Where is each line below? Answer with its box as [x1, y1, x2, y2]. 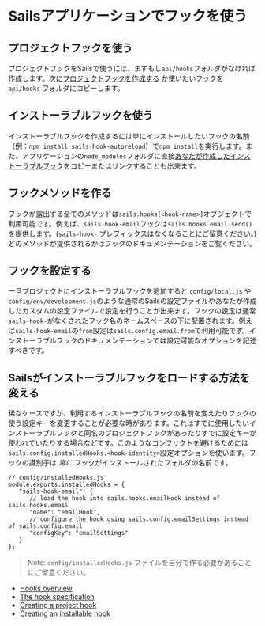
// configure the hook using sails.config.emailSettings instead [28, 515, 248, 523]
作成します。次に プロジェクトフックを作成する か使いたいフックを [8, 74, 224, 83]
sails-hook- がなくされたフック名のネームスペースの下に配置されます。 [8, 316, 239, 325]
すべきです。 [8, 346, 49, 355]
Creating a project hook [19, 601, 97, 610]
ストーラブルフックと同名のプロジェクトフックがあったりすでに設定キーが [14, 428, 257, 438]
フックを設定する [8, 264, 91, 278]
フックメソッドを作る [8, 187, 112, 200]
